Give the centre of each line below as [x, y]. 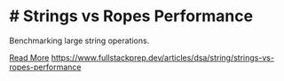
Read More [29, 57]
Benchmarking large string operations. [79, 40]
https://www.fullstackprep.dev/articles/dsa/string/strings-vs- [163, 57]
